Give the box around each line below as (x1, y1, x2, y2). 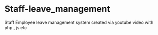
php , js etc (4, 24, 27, 30)
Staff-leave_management (4, 3, 110, 15)
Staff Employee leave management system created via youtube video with (4, 19, 154, 25)
